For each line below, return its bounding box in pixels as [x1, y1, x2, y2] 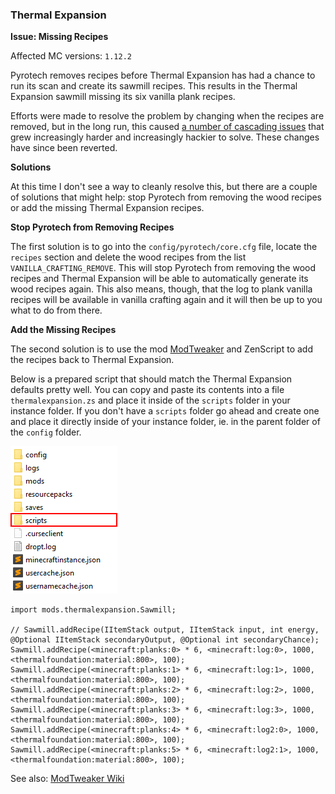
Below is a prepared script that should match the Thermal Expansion [10, 373, 293, 385]
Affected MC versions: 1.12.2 [10, 50, 132, 62]
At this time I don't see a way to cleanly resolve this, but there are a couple [10, 181, 318, 193]
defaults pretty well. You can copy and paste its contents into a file [10, 384, 285, 396]
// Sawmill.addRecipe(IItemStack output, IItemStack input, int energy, [10, 625, 320, 635]
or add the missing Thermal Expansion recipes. [10, 202, 205, 214]
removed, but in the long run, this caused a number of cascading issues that [10, 121, 325, 133]
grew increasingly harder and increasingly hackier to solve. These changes [10, 131, 320, 143]
